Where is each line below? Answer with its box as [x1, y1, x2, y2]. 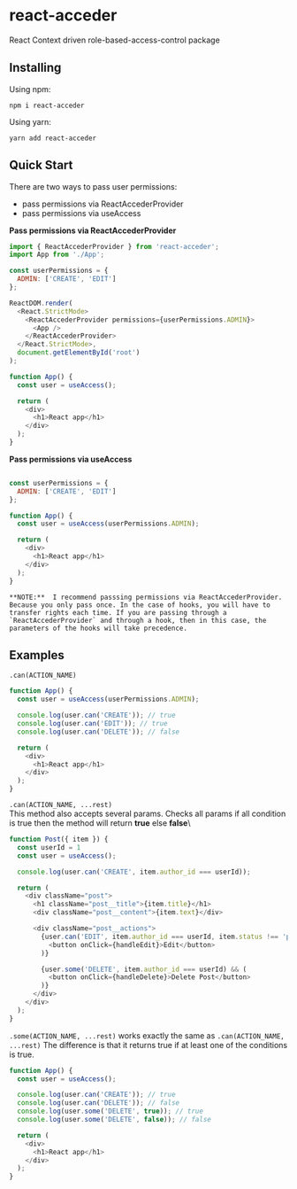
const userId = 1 [17, 843, 81, 851]
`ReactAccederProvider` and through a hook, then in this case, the [9, 616, 267, 625]
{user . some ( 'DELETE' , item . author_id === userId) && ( [41, 965, 247, 974]
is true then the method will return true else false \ [9, 818, 191, 828]
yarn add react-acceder [9, 134, 97, 143]
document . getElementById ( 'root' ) [17, 348, 141, 357]
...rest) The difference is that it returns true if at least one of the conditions [9, 1039, 288, 1050]
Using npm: [9, 83, 51, 94]
